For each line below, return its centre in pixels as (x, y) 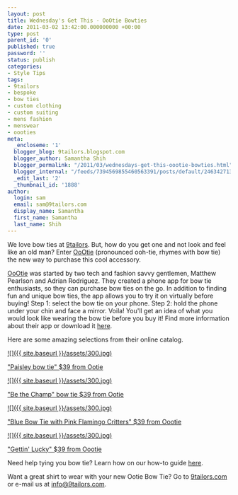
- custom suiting (33, 112)
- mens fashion (30, 119)
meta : (15, 139)
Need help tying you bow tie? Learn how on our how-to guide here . (105, 462)
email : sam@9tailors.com (50, 205)
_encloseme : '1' (38, 146)
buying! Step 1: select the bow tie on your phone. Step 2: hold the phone (113, 303)
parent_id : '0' (30, 40)
